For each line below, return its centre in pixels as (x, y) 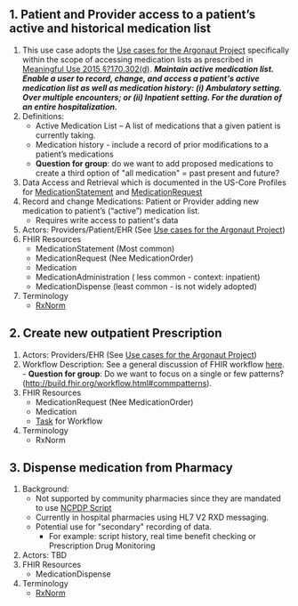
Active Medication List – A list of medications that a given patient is (158, 125)
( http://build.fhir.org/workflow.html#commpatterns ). (117, 383)
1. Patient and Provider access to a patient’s (133, 15)
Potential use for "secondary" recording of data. (123, 527)
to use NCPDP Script (73, 508)
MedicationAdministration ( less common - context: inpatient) (148, 277)
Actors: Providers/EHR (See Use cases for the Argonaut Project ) (140, 354)
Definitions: (43, 116)
